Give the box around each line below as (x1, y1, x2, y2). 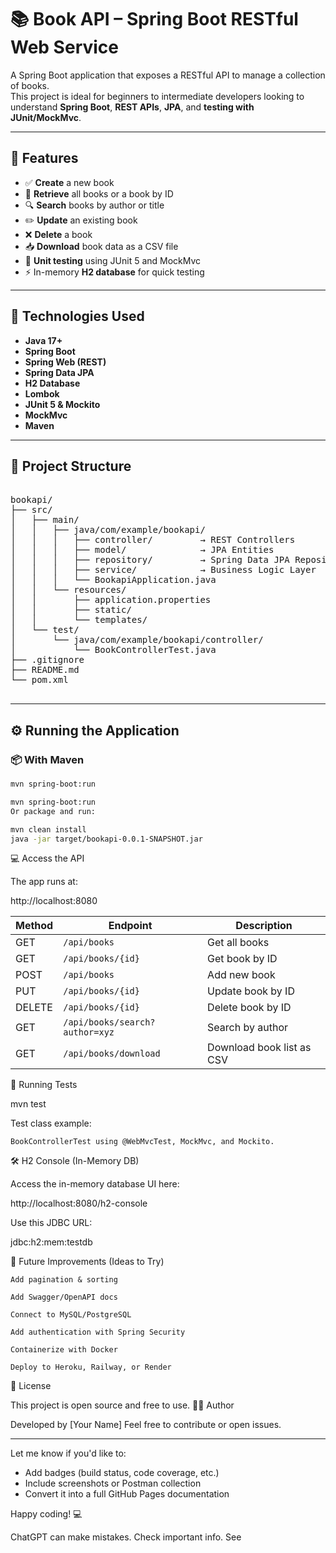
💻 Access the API (10, 852, 85, 865)
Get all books (207, 936, 270, 950)
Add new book (207, 968, 276, 982)
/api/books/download (63, 1048, 161, 1060)
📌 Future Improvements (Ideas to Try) (10, 1256, 165, 1268)
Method (15, 919, 54, 933)
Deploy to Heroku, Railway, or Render (10, 1362, 172, 1373)
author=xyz (63, 1027, 115, 1038)
